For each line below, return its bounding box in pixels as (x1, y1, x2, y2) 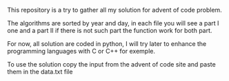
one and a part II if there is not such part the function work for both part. (7, 27, 212, 34)
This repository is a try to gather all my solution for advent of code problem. (7, 6, 222, 14)
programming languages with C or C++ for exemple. (7, 47, 155, 55)
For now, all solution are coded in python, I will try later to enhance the (7, 40, 207, 47)
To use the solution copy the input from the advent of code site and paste (7, 60, 216, 68)
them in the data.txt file (7, 68, 73, 76)
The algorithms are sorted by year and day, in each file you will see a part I (7, 19, 219, 27)
